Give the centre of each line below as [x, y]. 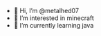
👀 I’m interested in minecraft [54, 18]
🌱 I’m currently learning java [54, 25]
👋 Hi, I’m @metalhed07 [46, 11]
